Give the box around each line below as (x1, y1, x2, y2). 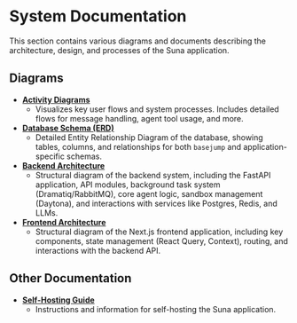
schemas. (66, 151, 102, 161)
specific (35, 151, 65, 161)
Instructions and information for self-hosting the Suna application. (35, 303, 277, 314)
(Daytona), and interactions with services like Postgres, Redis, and (35, 198, 277, 209)
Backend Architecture (21, 160, 106, 170)
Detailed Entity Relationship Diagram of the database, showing (35, 131, 263, 143)
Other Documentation (9, 271, 132, 286)
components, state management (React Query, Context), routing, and (35, 235, 288, 246)
